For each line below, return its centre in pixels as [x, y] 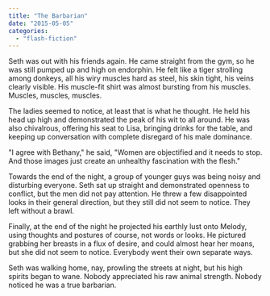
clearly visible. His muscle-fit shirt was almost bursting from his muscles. [130, 87]
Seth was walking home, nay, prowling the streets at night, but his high [126, 268]
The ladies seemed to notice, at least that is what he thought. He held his [129, 111]
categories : [28, 31]
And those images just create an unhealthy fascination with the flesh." [124, 161]
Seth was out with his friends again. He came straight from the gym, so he [132, 61]
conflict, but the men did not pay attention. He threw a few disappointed [128, 194]
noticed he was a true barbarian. [62, 285]
